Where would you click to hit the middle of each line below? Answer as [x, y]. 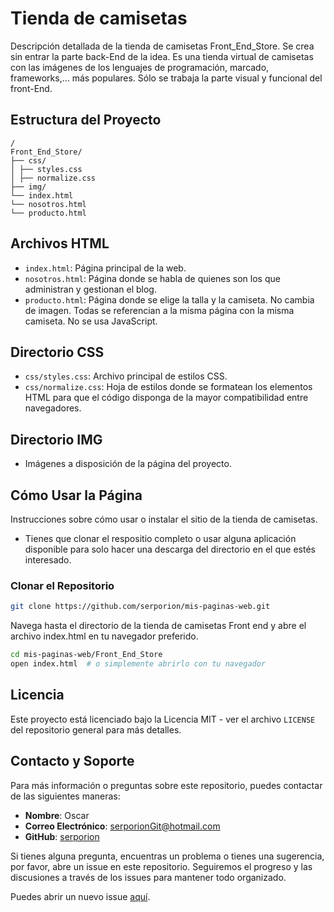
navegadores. [53, 408]
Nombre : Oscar [57, 815]
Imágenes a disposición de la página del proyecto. [128, 464]
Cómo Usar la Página [76, 495]
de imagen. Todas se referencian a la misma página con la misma [159, 310]
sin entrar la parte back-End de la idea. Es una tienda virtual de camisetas [162, 56]
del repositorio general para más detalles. [96, 729]
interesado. [48, 560]
